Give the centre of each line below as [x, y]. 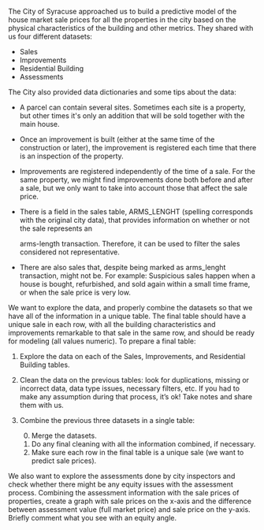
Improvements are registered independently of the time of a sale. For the [138, 171]
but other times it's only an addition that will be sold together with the [132, 116]
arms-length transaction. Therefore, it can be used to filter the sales [130, 244]
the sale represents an [56, 228]
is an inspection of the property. [71, 156]
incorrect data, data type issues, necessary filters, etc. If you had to [130, 388]
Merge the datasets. [64, 435]
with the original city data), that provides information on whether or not [134, 220]
